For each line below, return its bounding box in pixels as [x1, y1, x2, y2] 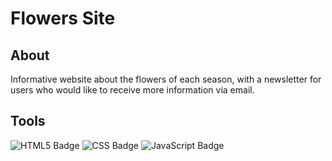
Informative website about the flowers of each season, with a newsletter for [10, 73, 322, 85]
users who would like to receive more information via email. [10, 84, 255, 96]
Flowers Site [10, 7, 116, 30]
